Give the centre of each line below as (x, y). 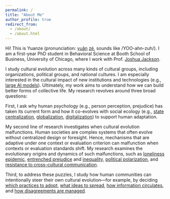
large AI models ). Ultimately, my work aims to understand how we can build (84, 85)
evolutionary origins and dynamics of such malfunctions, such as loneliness (85, 154)
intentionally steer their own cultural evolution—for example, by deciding (81, 180)
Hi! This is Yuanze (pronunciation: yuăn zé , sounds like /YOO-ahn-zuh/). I (82, 48)
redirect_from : (21, 24)
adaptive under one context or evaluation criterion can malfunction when (82, 143)
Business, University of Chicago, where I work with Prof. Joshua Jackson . (83, 59)
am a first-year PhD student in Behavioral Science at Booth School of (78, 54)
